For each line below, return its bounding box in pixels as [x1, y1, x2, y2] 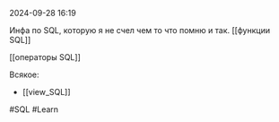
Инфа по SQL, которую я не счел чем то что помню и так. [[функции [9, 25, 271, 35]
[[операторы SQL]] [9, 52, 81, 62]
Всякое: [9, 69, 39, 80]
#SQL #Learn [9, 104, 59, 115]
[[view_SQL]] [22, 87, 71, 97]
